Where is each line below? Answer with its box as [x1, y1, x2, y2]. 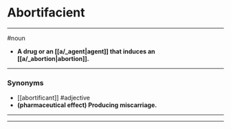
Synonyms [7, 78, 44, 87]
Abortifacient [7, 5, 85, 21]
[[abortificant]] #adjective [16, 94, 91, 102]
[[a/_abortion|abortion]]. [16, 54, 89, 62]
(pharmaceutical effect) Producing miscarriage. [16, 101, 157, 109]
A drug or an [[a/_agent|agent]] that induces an [16, 47, 156, 56]
